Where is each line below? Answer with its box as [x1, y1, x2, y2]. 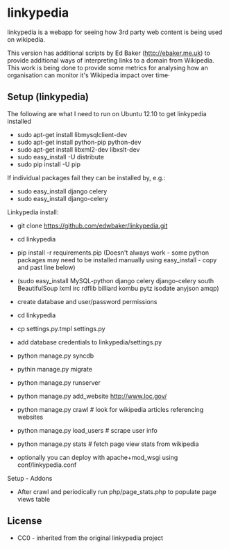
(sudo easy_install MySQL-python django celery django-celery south [17, 276, 214, 285]
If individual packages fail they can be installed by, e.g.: [7, 173, 166, 182]
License [7, 515, 42, 527]
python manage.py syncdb [17, 351, 94, 360]
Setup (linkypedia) [7, 91, 89, 103]
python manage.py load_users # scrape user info [17, 426, 158, 434]
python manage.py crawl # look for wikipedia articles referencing [17, 405, 204, 413]
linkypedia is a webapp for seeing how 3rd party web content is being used [7, 28, 223, 36]
